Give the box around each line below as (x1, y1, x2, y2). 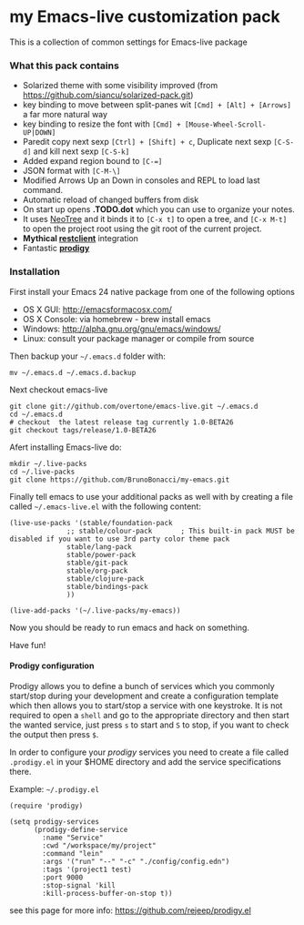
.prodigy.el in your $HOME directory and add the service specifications (9, 756, 282, 767)
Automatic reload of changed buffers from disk (22, 194, 199, 206)
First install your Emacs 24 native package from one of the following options (9, 286, 296, 297)
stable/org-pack (66, 566, 128, 575)
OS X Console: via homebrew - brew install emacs (22, 313, 211, 324)
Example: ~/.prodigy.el (9, 783, 100, 794)
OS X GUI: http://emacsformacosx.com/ (22, 303, 173, 315)
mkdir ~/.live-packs (9, 459, 88, 468)
